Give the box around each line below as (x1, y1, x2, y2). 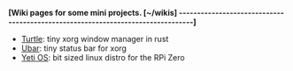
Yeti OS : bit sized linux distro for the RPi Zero (20, 53, 185, 62)
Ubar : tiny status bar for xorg (20, 43, 127, 53)
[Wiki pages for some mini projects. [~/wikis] (8, 8, 178, 18)
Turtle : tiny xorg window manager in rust (20, 34, 169, 44)
